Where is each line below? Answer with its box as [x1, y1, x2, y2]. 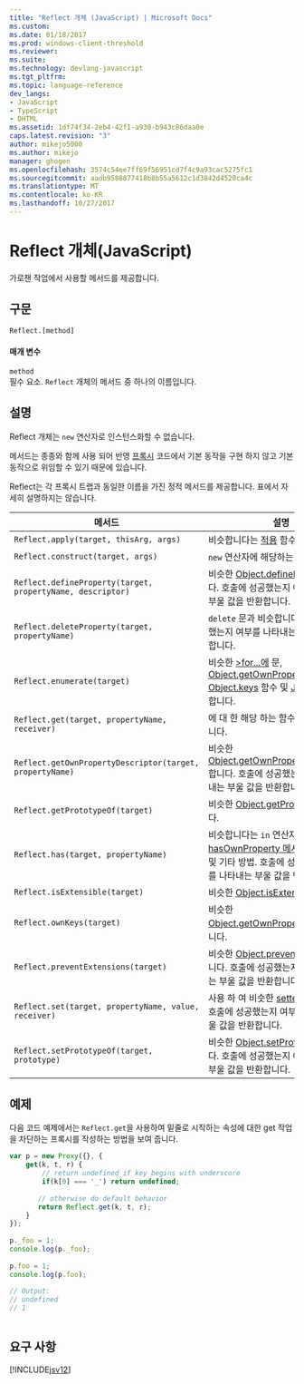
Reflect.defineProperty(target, [14, 577, 154, 588]
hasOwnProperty [207, 842, 280, 854]
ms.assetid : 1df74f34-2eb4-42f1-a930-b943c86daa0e [9, 123, 204, 132]
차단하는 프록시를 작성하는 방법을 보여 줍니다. [18, 1134, 179, 1145]
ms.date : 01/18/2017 [9, 30, 88, 39]
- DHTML [9, 114, 39, 123]
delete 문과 [207, 611, 256, 624]
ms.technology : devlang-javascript [9, 64, 144, 73]
